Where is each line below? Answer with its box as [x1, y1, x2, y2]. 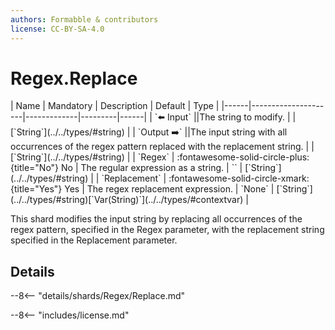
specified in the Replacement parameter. [10, 234, 178, 246]
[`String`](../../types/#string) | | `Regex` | [10, 151, 175, 163]
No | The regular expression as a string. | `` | [61, 162, 243, 174]
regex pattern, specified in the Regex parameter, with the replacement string [10, 224, 325, 236]
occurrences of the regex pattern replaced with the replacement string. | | [10, 141, 315, 153]
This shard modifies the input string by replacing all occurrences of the [10, 213, 303, 225]
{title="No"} [10, 162, 60, 174]
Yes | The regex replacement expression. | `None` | [64, 183, 275, 195]
